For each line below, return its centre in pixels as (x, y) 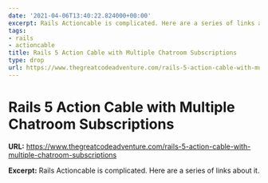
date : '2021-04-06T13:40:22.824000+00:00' (80, 16)
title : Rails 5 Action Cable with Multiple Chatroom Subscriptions (123, 53)
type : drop (26, 61)
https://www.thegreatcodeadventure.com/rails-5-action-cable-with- (138, 146)
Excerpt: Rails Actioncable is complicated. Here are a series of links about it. (134, 170)
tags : (17, 30)
